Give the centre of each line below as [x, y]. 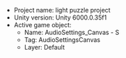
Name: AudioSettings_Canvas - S [72, 32]
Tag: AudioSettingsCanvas [62, 40]
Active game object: [42, 25]
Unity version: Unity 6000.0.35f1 [60, 17]
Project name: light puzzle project [62, 10]
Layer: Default [44, 47]
